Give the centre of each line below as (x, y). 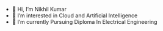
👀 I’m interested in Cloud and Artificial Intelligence (75, 15)
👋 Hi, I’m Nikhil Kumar (39, 9)
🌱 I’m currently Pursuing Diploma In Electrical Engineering (85, 22)
